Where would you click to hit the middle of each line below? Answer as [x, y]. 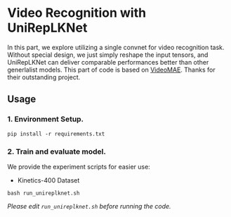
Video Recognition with [77, 13]
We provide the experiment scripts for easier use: [79, 166]
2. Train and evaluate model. [57, 151]
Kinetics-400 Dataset [48, 180]
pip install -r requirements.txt [56, 134]
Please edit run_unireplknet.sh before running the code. [89, 206]
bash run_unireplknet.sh [44, 193]
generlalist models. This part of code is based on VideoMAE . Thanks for [111, 70]
